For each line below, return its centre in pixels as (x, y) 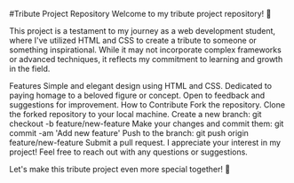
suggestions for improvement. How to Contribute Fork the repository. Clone (147, 105)
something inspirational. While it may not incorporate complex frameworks (145, 50)
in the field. (30, 68)
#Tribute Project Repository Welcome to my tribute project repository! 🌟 (140, 14)
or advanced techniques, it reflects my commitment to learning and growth (146, 59)
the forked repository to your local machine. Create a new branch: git (135, 114)
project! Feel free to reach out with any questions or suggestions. (129, 152)
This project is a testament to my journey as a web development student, (143, 31)
